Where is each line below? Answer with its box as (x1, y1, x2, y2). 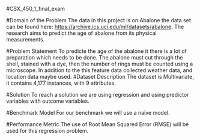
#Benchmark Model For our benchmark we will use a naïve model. (6, 109, 170, 116)
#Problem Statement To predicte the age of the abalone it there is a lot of (6, 47, 187, 55)
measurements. (6, 36, 45, 43)
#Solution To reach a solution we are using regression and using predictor (6, 91, 189, 98)
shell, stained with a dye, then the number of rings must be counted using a (6, 60, 193, 67)
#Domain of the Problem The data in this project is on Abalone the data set (6, 17, 191, 23)
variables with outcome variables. (6, 97, 90, 105)
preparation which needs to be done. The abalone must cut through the (6, 54, 183, 61)
